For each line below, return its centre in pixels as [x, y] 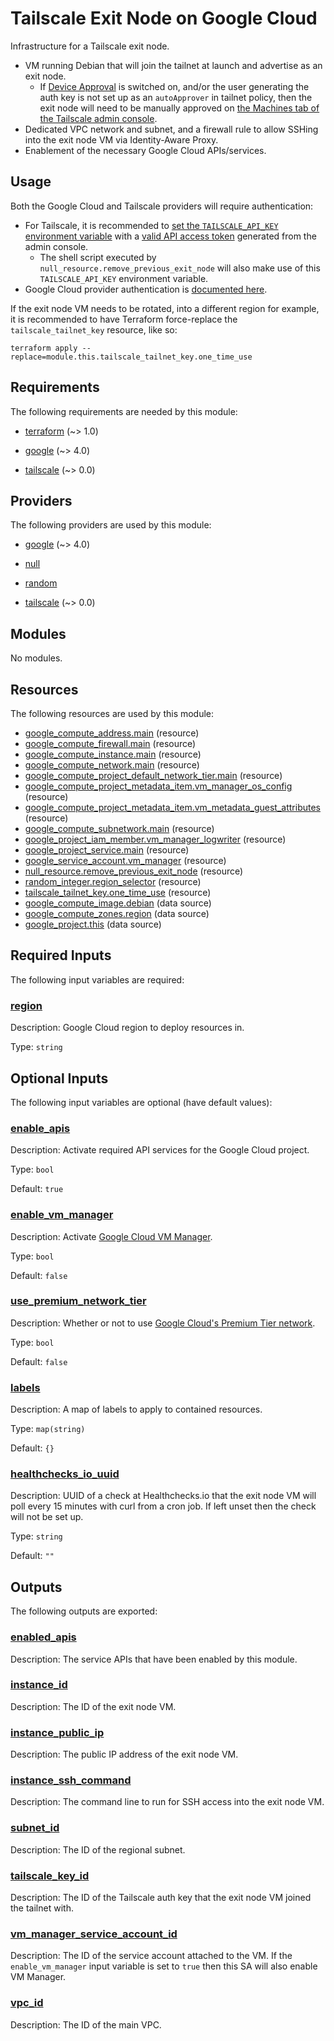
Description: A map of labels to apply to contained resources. [136, 1409]
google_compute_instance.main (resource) [113, 754]
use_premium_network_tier [78, 1301]
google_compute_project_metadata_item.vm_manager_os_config [158, 786]
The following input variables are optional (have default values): [141, 1102]
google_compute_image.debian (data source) [118, 903]
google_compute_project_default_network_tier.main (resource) [153, 775]
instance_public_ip [57, 1732]
